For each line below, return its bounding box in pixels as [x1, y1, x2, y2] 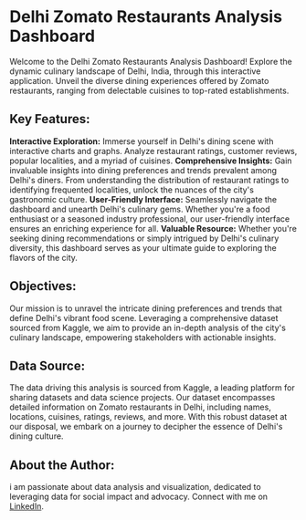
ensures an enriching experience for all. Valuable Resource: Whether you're [9, 223, 297, 234]
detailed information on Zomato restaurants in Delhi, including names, [9, 401, 271, 412]
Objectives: [9, 278, 77, 294]
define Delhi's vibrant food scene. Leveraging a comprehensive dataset [9, 312, 279, 323]
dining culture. [9, 431, 64, 442]
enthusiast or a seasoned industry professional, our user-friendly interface [9, 213, 290, 224]
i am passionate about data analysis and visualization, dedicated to [9, 482, 262, 493]
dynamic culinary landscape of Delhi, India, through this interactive [9, 66, 261, 77]
